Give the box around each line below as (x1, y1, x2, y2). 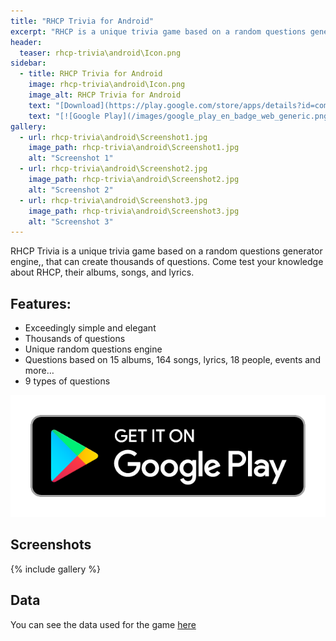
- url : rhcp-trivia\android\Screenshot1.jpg (19, 132, 208, 142)
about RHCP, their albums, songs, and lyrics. (10, 266, 195, 279)
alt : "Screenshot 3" (28, 216, 114, 227)
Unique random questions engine (24, 343, 163, 355)
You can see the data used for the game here (10, 618, 197, 630)
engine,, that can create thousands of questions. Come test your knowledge (10, 256, 324, 268)
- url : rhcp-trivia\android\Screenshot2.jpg (19, 164, 208, 174)
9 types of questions (24, 375, 111, 387)
